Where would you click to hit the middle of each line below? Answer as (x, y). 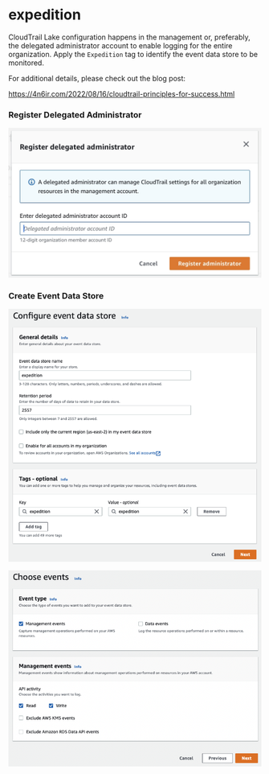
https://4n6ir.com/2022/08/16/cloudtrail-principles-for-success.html (122, 93)
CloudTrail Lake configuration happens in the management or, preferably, (129, 37)
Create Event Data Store (56, 295)
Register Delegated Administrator (75, 114)
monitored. (26, 63)
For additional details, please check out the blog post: (97, 78)
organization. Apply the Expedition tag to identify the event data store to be (133, 54)
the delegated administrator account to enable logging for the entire (120, 45)
